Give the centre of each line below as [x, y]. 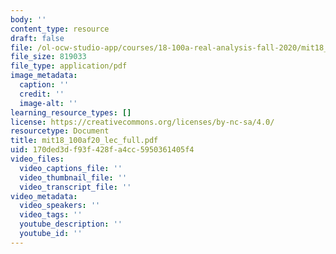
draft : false [37, 38]
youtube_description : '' [71, 224]
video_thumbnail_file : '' [73, 177]
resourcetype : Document [60, 131]
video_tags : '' [51, 215]
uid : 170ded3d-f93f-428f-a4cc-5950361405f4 [102, 150]
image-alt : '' [48, 103]
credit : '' [42, 94]
